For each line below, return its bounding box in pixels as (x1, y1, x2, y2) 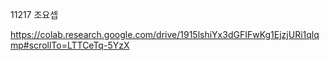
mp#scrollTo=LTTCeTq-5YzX (10, 39, 130, 51)
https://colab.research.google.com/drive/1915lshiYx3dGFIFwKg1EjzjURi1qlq (10, 29, 320, 40)
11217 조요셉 (10, 9, 59, 20)
